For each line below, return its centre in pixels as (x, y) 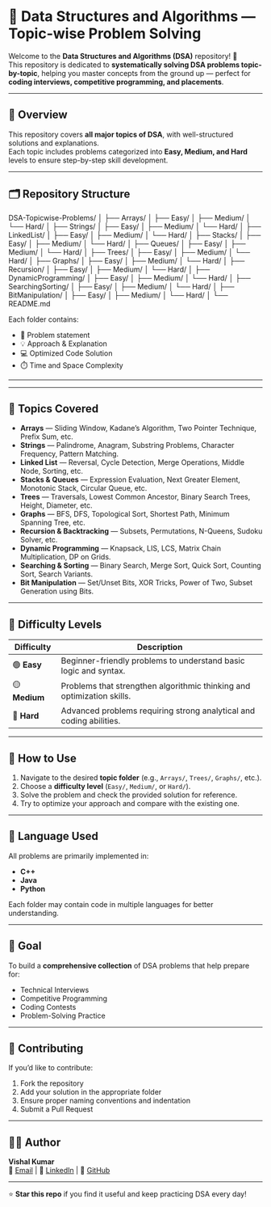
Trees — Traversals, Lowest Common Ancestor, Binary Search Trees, (135, 497)
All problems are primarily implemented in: (79, 855)
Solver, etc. (39, 540)
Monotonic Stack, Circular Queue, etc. (83, 488)
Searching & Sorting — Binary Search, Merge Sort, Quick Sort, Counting (141, 566)
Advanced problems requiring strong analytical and (158, 711)
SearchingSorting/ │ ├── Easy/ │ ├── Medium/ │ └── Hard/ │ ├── (121, 286)
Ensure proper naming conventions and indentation (105, 1101)
